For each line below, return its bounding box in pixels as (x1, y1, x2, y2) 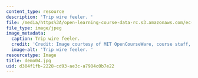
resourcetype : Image (6, 52, 57, 58)
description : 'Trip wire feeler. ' (6, 14, 94, 20)
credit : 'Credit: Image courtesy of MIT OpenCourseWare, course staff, (11, 42, 192, 48)
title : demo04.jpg (6, 57, 51, 63)
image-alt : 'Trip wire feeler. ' (11, 47, 94, 53)
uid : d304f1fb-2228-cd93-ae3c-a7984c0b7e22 (6, 63, 115, 69)
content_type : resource (6, 8, 65, 15)
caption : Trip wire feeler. (11, 36, 81, 42)
